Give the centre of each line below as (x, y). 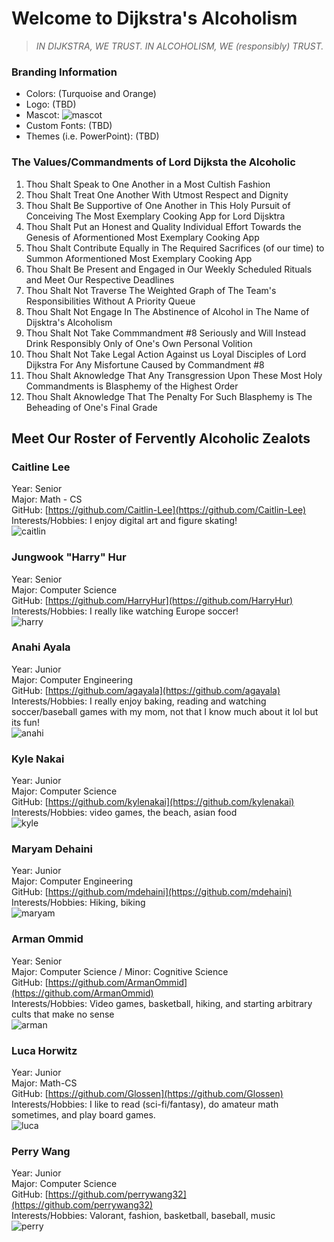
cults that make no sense (63, 1014)
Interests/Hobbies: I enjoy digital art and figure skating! (124, 521)
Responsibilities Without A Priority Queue (110, 301)
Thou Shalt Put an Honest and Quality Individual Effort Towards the (163, 226)
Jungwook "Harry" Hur (69, 557)
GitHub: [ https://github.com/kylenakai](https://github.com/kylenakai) (153, 802)
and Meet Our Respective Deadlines (100, 279)
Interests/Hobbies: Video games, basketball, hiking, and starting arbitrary (162, 1003)
